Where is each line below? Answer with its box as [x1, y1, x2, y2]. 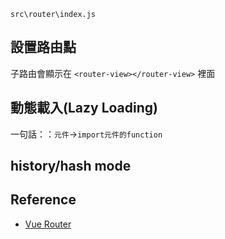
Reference [10, 191, 77, 209]
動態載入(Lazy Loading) [10, 100, 158, 117]
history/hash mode [10, 158, 132, 175]
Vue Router [24, 218, 72, 230]
